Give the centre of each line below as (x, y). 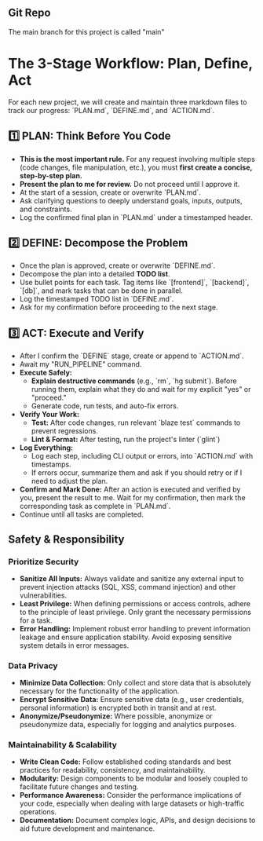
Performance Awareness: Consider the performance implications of (130, 795)
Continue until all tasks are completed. (81, 514)
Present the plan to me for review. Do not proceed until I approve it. (130, 184)
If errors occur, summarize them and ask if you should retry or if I (137, 473)
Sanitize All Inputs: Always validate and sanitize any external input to (131, 578)
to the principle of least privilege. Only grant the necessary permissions (135, 612)
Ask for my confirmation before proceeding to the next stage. (119, 307)
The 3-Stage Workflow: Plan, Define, (130, 64)
